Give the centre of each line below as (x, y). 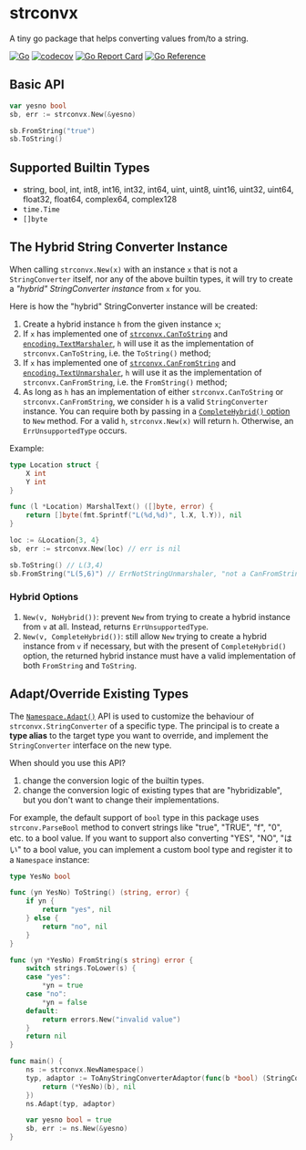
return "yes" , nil (77, 910)
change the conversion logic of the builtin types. (113, 780)
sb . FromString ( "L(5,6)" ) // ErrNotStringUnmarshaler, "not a (128, 574)
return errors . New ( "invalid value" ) (112, 1020)
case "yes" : (48, 977)
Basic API (37, 85)
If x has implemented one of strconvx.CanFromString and (129, 362)
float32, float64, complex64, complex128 (100, 200)
